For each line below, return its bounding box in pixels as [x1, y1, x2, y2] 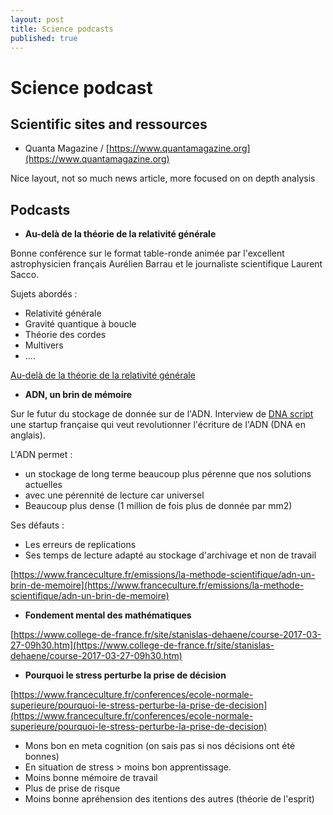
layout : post [10, 14, 65, 25]
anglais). [10, 429, 46, 441]
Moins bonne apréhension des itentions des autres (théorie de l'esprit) [24, 793, 315, 805]
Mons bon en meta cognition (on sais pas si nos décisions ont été [24, 740, 296, 752]
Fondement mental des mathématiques [24, 609, 192, 621]
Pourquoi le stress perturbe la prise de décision [24, 669, 227, 681]
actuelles [24, 479, 63, 491]
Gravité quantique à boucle [24, 318, 137, 330]
